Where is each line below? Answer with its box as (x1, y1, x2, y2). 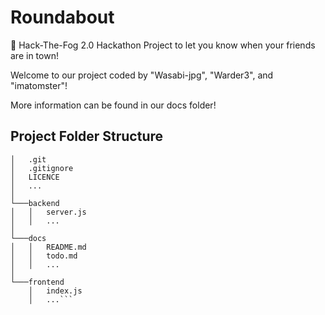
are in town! (10, 49, 59, 61)
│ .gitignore (10, 163, 74, 173)
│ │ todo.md (10, 251, 78, 261)
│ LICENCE (10, 172, 60, 182)
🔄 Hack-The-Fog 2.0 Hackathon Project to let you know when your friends (10, 39, 316, 51)
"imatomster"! (10, 79, 68, 91)
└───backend (10, 198, 60, 208)
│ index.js (28, 286, 83, 296)
